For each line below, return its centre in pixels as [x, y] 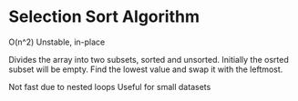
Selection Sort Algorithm [104, 17]
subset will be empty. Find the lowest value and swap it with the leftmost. [146, 69]
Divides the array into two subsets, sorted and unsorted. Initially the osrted [149, 59]
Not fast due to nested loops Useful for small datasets [110, 86]
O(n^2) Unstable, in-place [57, 42]
